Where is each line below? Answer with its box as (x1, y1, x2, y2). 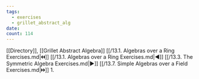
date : (6, 25, 20, 31)
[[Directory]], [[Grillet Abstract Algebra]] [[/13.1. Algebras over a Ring (6, 47, 175, 54)
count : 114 (6, 31, 33, 37)
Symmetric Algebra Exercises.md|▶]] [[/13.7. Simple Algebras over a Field (6, 60, 188, 67)
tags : (6, 8, 20, 15)
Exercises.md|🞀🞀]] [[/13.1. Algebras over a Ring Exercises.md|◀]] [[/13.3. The (6, 53, 193, 61)
